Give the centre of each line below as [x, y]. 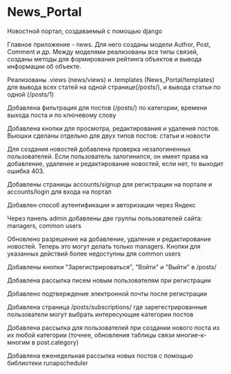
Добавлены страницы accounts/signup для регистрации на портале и [110, 184]
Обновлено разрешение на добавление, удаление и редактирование [109, 239]
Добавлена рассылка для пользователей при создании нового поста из [113, 327]
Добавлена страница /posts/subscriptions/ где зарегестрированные [107, 307]
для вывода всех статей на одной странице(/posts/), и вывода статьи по [114, 87]
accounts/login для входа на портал [59, 191]
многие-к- [191, 335]
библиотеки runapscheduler [48, 363]
